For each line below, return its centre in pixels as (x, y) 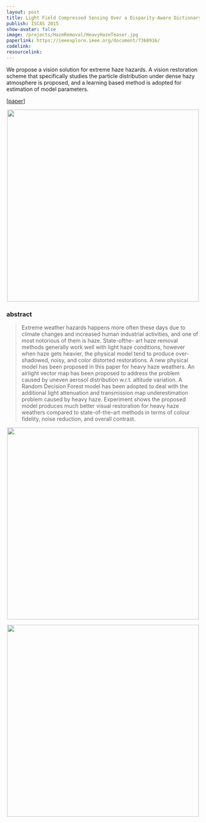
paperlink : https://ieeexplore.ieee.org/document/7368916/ (83, 41)
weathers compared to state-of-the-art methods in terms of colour (105, 413)
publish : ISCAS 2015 (33, 23)
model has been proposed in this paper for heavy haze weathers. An (108, 367)
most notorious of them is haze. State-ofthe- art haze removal (100, 341)
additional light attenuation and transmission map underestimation (105, 393)
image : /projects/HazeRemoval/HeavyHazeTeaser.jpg (72, 35)
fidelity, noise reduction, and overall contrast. (78, 419)
